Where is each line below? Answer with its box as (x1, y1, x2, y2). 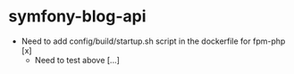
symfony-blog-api (8, 6, 147, 27)
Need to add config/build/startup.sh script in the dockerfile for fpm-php (21, 36, 286, 46)
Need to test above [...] (34, 54, 120, 65)
